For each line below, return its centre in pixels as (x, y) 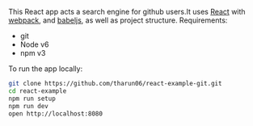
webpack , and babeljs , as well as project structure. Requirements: (118, 20)
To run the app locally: (46, 69)
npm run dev (28, 106)
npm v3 (33, 53)
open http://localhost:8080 (56, 113)
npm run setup (32, 99)
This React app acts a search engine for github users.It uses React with (127, 12)
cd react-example (38, 91)
